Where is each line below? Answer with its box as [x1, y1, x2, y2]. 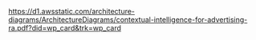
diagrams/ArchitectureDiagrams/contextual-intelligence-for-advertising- [8, 15, 248, 24]
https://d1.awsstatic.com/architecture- [8, 7, 135, 16]
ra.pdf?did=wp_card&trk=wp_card [8, 24, 122, 32]
